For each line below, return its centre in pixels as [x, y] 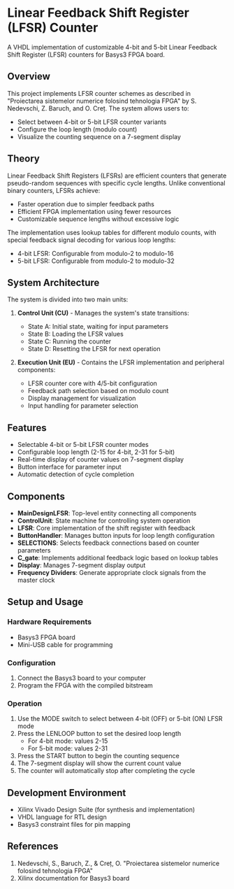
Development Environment [67, 793]
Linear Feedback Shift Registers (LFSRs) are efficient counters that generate [117, 176]
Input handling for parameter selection [83, 406]
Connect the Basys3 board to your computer [81, 678]
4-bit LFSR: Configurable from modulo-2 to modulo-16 [95, 253]
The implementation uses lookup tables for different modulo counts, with [112, 232]
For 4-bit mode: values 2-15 [68, 741]
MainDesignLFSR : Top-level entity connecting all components [107, 513]
